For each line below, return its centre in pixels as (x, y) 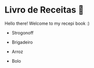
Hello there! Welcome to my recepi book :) (47, 23)
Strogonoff (23, 33)
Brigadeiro (22, 42)
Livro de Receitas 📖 (44, 10)
